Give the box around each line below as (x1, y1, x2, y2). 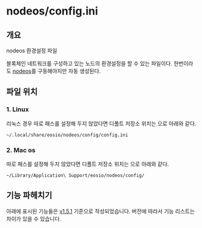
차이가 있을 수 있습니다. (6, 215, 62, 222)
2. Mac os (6, 146, 36, 154)
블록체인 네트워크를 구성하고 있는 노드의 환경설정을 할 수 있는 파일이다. (6, 60, 172, 67)
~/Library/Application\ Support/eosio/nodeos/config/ (6, 172, 145, 178)
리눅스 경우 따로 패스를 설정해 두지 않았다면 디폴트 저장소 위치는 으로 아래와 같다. (6, 120, 197, 127)
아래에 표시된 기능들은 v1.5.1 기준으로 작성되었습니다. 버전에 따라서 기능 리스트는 (6, 207, 195, 215)
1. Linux (6, 105, 29, 114)
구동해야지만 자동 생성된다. (37, 68, 101, 74)
